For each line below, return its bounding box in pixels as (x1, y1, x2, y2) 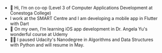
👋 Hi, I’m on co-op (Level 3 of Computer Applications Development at (9, 5, 153, 10)
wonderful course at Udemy (9, 31, 68, 37)
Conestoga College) (9, 10, 51, 16)
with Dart (9, 20, 29, 26)
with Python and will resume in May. (9, 42, 84, 47)
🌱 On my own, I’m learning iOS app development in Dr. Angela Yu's (9, 26, 147, 32)
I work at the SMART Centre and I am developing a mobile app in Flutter (9, 15, 158, 21)
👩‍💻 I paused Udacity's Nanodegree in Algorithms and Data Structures (9, 36, 153, 42)
